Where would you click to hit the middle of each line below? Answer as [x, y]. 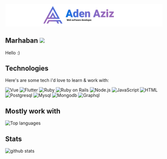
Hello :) [12, 52]
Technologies [27, 68]
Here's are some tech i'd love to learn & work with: [57, 80]
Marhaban [22, 41]
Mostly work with [33, 111]
